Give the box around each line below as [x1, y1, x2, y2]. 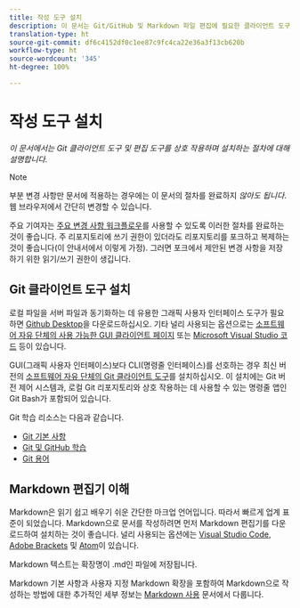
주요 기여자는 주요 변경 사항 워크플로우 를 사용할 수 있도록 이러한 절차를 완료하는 [9, 220, 285, 231]
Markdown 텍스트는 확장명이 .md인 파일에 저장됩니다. [9, 559, 198, 570]
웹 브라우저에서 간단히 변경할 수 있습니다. [9, 201, 152, 212]
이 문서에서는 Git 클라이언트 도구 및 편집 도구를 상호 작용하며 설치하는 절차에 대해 [9, 142, 290, 153]
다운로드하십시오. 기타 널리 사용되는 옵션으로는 [92, 318, 255, 329]
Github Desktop [25, 318, 83, 329]
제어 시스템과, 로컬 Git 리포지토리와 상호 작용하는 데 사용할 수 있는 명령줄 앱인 [18, 382, 288, 393]
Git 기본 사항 [21, 431, 67, 442]
